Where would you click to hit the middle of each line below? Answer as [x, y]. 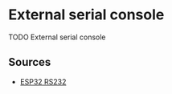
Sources [30, 62]
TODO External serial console [57, 37]
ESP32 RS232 [43, 81]
